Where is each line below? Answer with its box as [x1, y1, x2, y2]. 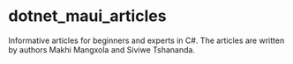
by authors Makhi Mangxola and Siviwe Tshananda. [8, 44, 196, 54]
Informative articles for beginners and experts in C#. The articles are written [8, 35, 285, 46]
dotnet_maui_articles [8, 6, 167, 26]
